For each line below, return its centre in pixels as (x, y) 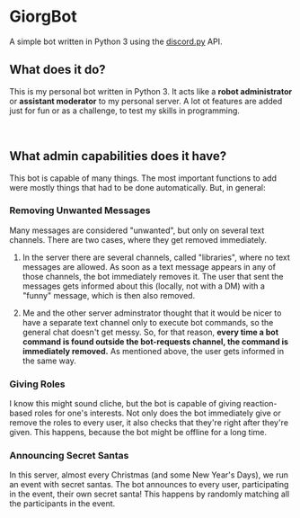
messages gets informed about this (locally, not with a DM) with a (143, 286)
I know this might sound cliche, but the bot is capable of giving (125, 404)
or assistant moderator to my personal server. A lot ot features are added (146, 101)
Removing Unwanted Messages (80, 210)
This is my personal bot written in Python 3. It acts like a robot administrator (151, 91)
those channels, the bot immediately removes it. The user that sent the (153, 276)
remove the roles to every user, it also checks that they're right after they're (149, 423)
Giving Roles (37, 384)
